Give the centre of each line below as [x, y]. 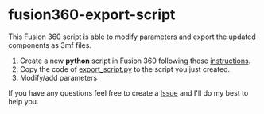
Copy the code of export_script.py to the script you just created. [125, 69]
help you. [23, 101]
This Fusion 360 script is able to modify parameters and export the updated [132, 37]
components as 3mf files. [50, 45]
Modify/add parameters [58, 77]
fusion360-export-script [92, 15]
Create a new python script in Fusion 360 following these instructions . [135, 61]
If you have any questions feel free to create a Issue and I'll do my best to [128, 92]
